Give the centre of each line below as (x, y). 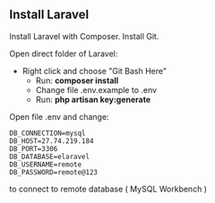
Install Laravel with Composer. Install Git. (84, 36)
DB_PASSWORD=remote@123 (54, 172)
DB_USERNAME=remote (46, 165)
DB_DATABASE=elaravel (50, 156)
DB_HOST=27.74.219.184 (52, 141)
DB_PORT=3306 (34, 148)
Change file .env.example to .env (96, 89)
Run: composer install (77, 80)
